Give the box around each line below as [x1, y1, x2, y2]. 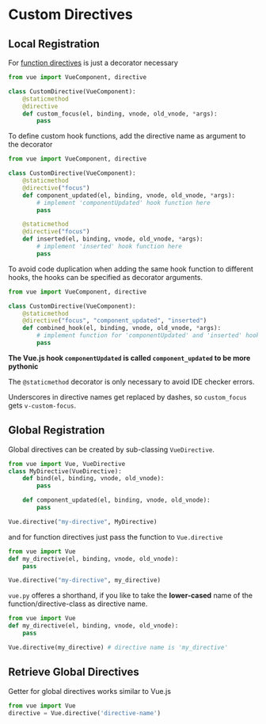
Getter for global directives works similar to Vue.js [8, 686, 172, 696]
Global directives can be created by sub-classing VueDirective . [8, 445, 215, 454]
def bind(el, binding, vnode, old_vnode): [22, 475, 165, 483]
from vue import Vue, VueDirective [8, 460, 126, 468]
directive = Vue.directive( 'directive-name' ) [8, 709, 161, 717]
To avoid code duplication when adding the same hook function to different [8, 263, 253, 274]
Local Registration [8, 37, 101, 51]
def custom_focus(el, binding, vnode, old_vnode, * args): [22, 109, 218, 118]
